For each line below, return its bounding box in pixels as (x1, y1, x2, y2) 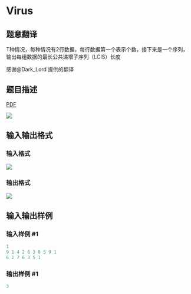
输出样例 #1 (6, 270, 38, 278)
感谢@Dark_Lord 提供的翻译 (6, 66, 74, 73)
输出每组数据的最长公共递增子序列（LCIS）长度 (6, 53, 121, 60)
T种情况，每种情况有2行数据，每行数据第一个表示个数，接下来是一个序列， (6, 46, 189, 53)
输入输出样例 (6, 211, 53, 221)
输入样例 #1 (6, 230, 38, 239)
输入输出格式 (6, 130, 53, 141)
